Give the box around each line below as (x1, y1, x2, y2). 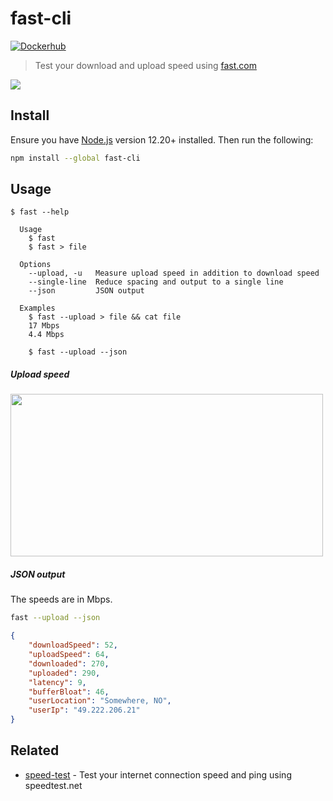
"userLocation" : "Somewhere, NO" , (28, 696, 172, 706)
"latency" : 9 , (28, 677, 87, 687)
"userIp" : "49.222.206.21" (28, 705, 141, 716)
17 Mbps (28, 321, 60, 331)
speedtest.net (24, 779, 83, 791)
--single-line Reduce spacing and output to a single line (28, 277, 284, 287)
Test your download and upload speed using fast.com (34, 59, 257, 71)
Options (19, 260, 52, 270)
